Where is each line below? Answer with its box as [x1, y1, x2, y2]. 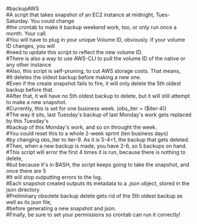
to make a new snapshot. [6, 99, 67, 105]
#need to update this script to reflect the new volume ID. [6, 49, 143, 55]
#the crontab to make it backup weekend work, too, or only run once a [6, 24, 177, 31]
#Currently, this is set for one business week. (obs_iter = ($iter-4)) [6, 105, 167, 112]
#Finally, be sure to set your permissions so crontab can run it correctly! [6, 211, 181, 218]
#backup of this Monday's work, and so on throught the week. [6, 123, 157, 131]
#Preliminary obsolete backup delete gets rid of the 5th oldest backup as [6, 192, 183, 199]
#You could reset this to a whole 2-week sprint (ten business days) [6, 130, 169, 137]
